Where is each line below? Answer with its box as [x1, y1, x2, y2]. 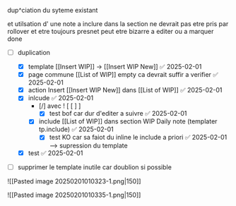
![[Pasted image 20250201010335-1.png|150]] [7, 190, 141, 199]
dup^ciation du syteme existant [7, 6, 98, 14]
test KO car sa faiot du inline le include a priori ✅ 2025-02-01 [49, 133, 228, 142]
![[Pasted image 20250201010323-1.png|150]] [7, 176, 141, 186]
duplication [17, 49, 51, 56]
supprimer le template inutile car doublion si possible [17, 162, 172, 171]
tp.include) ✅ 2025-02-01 [38, 125, 114, 133]
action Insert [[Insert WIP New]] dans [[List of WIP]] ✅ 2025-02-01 [28, 86, 223, 95]
